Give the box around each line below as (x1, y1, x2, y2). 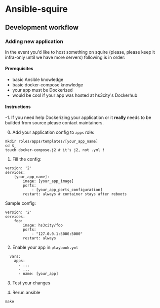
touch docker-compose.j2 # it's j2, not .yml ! (5, 148, 105, 153)
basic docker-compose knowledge (12, 82, 83, 88)
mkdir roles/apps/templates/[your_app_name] (5, 139, 98, 144)
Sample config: (5, 200, 36, 206)
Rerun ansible (12, 290, 40, 296)
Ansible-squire (5, 3, 68, 15)
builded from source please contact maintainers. (5, 120, 104, 126)
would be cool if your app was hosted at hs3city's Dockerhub (12, 92, 138, 98)
